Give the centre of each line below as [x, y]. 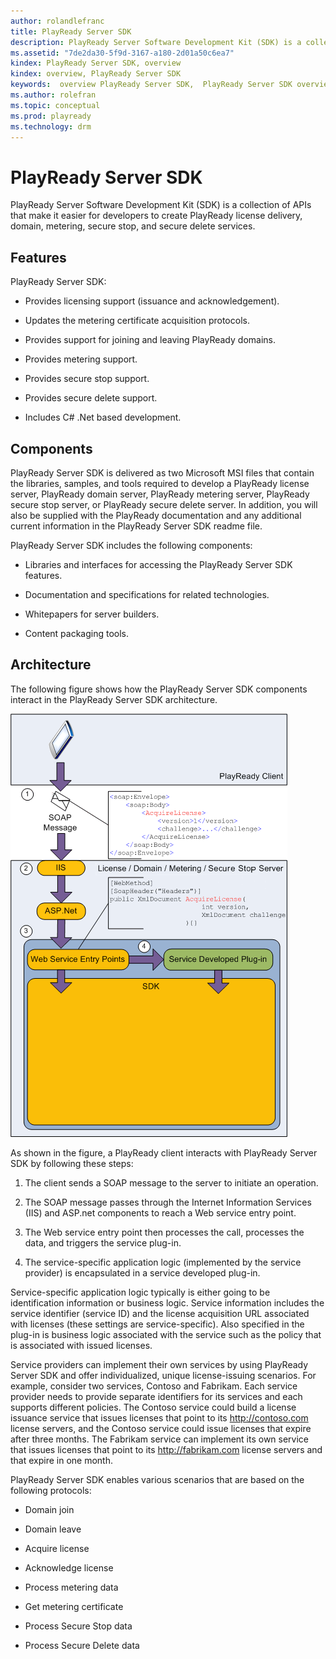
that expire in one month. [62, 1460]
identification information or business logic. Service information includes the [167, 1302]
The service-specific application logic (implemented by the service [163, 1262]
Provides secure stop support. [87, 379]
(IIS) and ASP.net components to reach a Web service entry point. [160, 1212]
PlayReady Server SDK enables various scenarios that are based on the [157, 1479]
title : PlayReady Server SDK [71, 31]
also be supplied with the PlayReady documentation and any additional [156, 515]
